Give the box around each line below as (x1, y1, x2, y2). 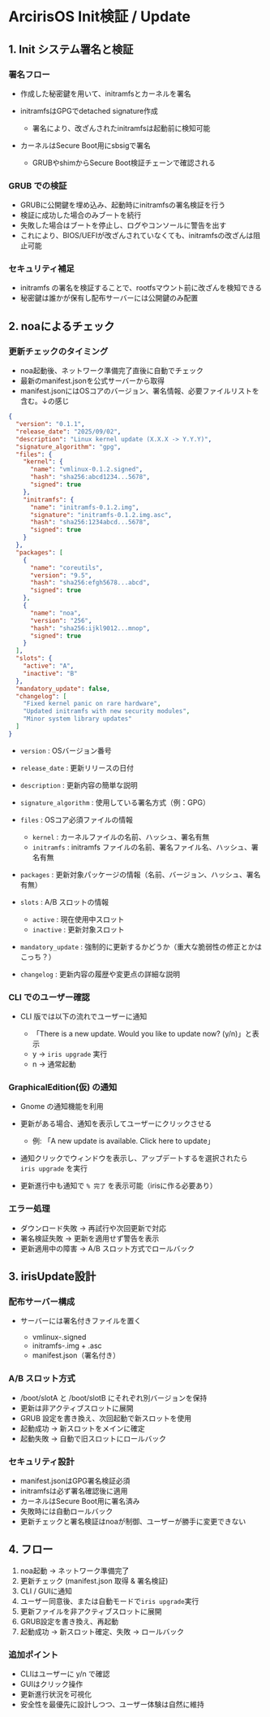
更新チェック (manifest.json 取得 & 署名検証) (19, 1576, 169, 1585)
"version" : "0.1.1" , (15, 420, 85, 428)
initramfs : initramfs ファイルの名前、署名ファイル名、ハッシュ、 (32, 842, 251, 852)
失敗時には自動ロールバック (19, 1506, 114, 1516)
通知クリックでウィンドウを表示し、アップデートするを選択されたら (19, 1154, 248, 1163)
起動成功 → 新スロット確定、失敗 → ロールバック (19, 1627, 185, 1637)
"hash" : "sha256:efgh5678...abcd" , (29, 579, 151, 587)
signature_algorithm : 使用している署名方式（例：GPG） (19, 798, 211, 807)
